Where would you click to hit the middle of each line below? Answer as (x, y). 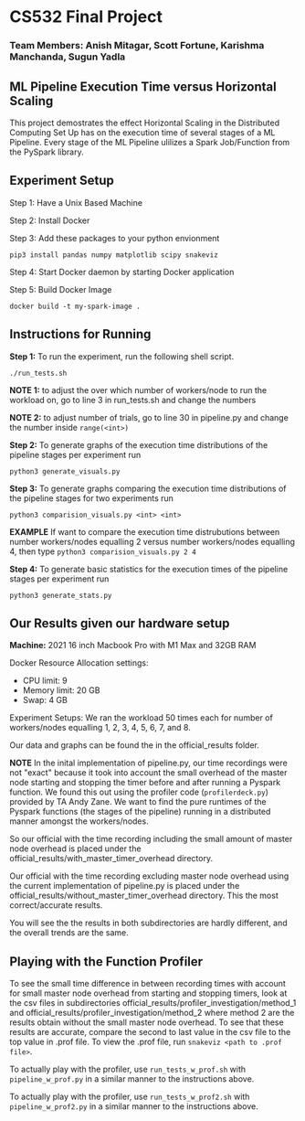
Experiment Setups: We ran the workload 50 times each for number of (142, 718)
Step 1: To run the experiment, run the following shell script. (122, 356)
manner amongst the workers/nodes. (79, 821)
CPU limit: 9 (45, 681)
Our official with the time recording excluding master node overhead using (149, 876)
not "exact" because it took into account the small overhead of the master (148, 773)
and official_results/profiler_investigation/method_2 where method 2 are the (152, 1013)
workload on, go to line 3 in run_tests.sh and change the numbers (133, 400)
